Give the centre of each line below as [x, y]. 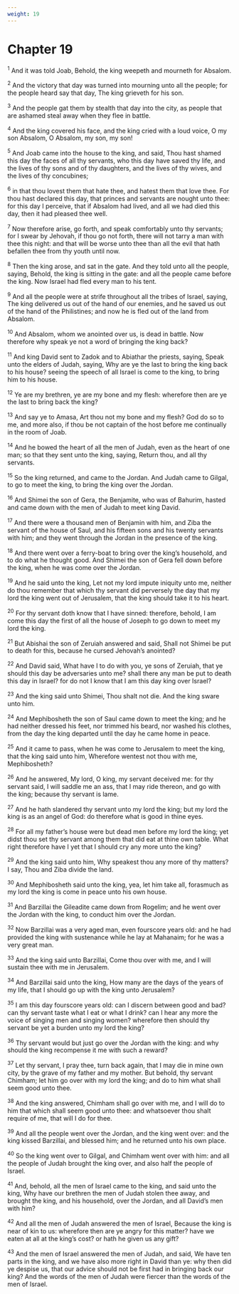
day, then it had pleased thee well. [58, 213]
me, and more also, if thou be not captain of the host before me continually [117, 424]
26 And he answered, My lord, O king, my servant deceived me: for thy [111, 778]
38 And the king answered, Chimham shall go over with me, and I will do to [116, 1102]
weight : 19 [23, 14]
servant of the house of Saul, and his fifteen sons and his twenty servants [116, 530]
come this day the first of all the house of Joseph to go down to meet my [114, 621]
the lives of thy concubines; [48, 175]
